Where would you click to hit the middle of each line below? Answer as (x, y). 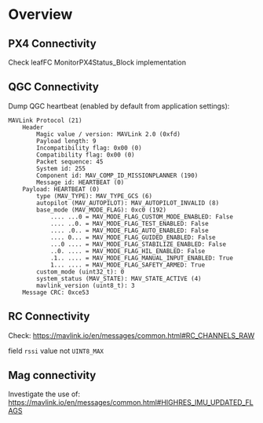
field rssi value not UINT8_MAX (56, 351)
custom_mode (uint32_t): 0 (80, 272)
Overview (40, 15)
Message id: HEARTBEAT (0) (80, 182)
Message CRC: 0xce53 (56, 292)
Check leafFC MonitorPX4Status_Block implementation (97, 62)
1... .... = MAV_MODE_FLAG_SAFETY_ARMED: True (128, 265)
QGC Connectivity (54, 87)
